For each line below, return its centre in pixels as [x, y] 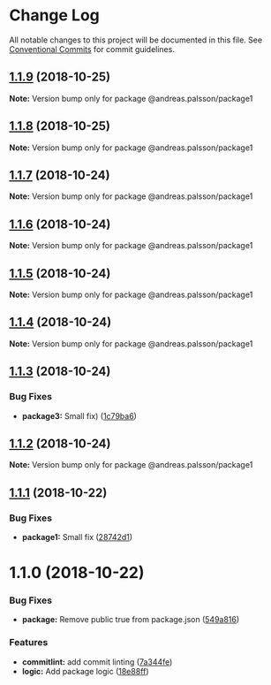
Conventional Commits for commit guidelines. [92, 49]
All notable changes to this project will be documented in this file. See [136, 40]
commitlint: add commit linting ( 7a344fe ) [97, 662]
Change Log [54, 15]
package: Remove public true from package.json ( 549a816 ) [131, 620]
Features [29, 643]
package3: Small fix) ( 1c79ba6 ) [79, 415]
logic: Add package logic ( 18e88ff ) [85, 671]
